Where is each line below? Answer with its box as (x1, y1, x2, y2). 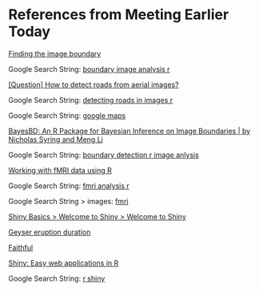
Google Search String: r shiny (8, 273, 106, 283)
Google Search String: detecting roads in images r (8, 95, 173, 104)
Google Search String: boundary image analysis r (8, 64, 170, 73)
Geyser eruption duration (8, 227, 91, 237)
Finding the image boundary (8, 49, 102, 58)
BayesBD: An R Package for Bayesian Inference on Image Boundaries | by (8, 126, 251, 136)
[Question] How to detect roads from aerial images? (8, 80, 179, 89)
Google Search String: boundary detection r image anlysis (8, 150, 200, 159)
